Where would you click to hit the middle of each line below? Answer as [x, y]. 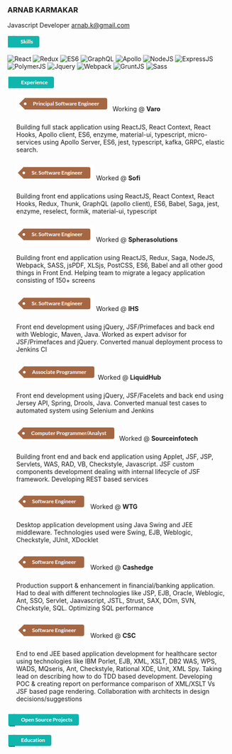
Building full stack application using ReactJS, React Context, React [114, 127]
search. [27, 150]
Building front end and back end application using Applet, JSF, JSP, [115, 457]
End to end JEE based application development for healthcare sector [117, 654]
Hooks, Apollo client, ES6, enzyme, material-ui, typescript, [101, 135]
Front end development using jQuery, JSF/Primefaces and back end [116, 327]
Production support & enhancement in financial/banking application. [116, 585]
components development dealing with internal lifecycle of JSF [109, 472]
